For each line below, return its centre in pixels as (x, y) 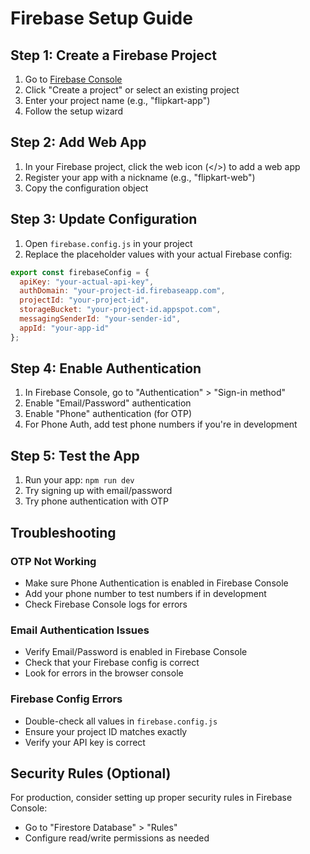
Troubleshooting (63, 532)
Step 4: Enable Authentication (106, 368)
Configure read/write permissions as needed (117, 838)
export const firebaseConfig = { (80, 272)
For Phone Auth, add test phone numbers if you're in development (161, 424)
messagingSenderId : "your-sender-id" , (100, 319)
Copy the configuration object (86, 188)
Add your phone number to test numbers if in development (145, 593)
